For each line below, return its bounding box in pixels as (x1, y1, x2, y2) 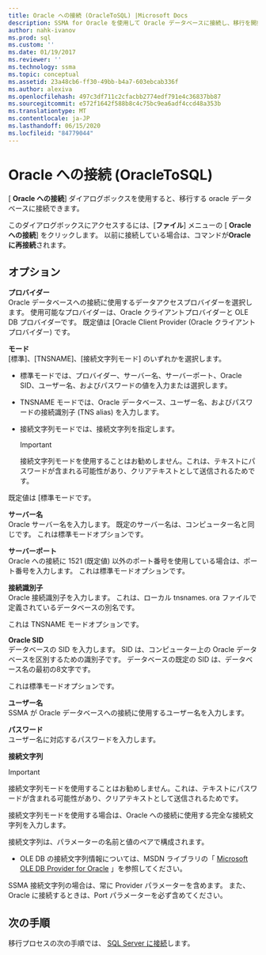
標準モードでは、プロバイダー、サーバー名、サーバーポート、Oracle (19, 371, 242, 381)
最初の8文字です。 (35, 665, 95, 674)
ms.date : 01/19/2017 (8, 48, 77, 56)
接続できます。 (35, 203, 84, 213)
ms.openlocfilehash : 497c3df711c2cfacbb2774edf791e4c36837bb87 (8, 93, 222, 100)
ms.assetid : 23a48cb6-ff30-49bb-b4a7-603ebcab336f (8, 78, 179, 85)
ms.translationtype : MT (8, 108, 87, 116)
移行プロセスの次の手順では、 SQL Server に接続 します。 (8, 938, 195, 948)
